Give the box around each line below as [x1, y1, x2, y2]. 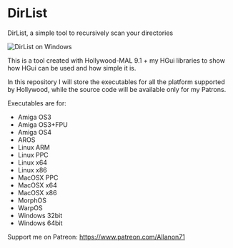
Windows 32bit [17, 211, 63, 219]
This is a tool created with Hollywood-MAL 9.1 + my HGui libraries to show [7, 56, 225, 65]
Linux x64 [17, 158, 48, 167]
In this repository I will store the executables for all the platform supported [7, 77, 225, 86]
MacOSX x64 [17, 180, 57, 190]
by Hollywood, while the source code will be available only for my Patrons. [7, 85, 227, 93]
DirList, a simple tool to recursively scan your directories [7, 29, 174, 37]
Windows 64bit [17, 219, 63, 227]
